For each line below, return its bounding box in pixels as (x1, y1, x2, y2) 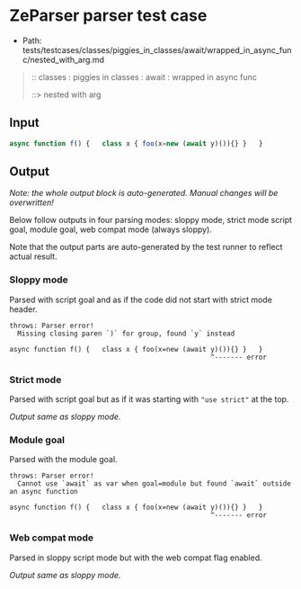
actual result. (9, 251, 58, 262)
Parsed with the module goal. (9, 454, 119, 465)
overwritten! (9, 197, 54, 208)
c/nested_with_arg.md (22, 54, 105, 65)
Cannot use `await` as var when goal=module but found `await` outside (17, 479, 292, 488)
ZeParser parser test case (9, 5, 208, 26)
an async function (9, 487, 78, 496)
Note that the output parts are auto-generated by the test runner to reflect (9, 242, 283, 253)
